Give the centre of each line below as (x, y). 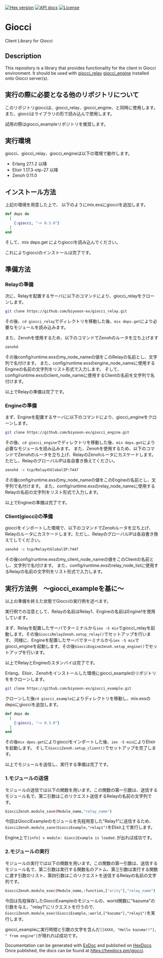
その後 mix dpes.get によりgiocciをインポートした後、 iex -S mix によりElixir (80, 742)
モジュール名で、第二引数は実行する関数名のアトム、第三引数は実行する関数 (81, 869)
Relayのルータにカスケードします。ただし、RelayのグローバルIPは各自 (75, 534)
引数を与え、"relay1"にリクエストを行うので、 (51, 907)
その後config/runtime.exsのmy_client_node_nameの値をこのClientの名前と (80, 560)
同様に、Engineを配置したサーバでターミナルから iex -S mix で (77, 640)
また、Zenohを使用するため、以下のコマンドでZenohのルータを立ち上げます (82, 338)
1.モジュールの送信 (27, 778)
